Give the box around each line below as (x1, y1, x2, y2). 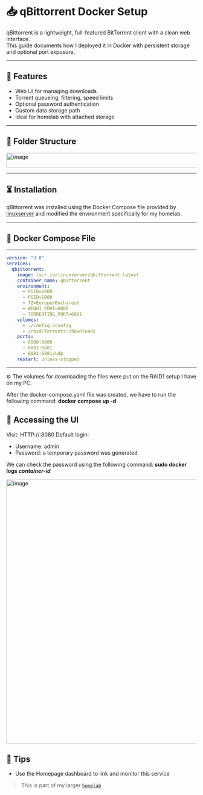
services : (6, 261, 31, 267)
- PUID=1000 (22, 288, 53, 295)
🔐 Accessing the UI (6, 415, 79, 425)
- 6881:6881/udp (22, 351, 63, 357)
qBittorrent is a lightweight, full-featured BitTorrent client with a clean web (6, 28, 190, 36)
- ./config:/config (22, 322, 71, 328)
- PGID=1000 (22, 294, 53, 300)
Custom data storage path (14, 106, 80, 114)
